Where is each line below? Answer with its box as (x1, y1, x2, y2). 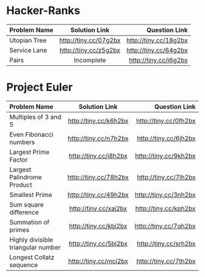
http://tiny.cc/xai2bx (69, 204, 128, 212)
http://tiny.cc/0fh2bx (136, 117, 196, 125)
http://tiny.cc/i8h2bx (68, 151, 128, 160)
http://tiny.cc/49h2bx (67, 190, 129, 199)
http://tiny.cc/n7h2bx (68, 134, 129, 142)
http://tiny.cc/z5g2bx (59, 46, 121, 54)
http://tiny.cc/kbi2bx (69, 221, 128, 230)
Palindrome (9, 173, 42, 181)
